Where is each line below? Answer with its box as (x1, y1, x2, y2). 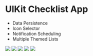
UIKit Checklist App (5, 3, 88, 15)
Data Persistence (12, 20, 48, 26)
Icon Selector (12, 25, 40, 31)
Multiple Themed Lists (12, 36, 58, 42)
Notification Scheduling (12, 30, 61, 36)
